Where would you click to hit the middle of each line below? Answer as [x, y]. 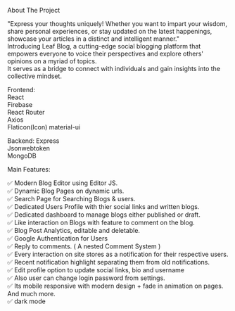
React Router [26, 112]
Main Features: [29, 169]
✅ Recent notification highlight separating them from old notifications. [108, 262]
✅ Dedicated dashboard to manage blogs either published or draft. [104, 215]
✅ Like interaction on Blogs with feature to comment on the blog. [101, 222]
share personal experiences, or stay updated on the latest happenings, [110, 31]
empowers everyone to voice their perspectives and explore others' [106, 53]
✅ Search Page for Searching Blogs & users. [71, 199]
